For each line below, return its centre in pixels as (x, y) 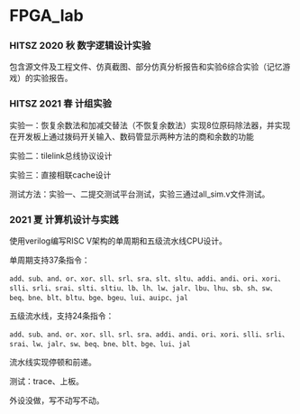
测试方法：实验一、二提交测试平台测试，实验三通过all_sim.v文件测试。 (140, 194)
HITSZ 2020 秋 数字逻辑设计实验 (80, 46)
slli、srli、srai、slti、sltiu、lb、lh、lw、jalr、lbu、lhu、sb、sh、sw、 (143, 289)
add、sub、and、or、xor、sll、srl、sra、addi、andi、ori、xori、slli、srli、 (149, 335)
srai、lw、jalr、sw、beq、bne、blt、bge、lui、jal (100, 345)
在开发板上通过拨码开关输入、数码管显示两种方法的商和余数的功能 (132, 136)
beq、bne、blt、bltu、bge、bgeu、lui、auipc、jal (99, 299)
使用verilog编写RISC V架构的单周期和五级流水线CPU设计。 (118, 241)
